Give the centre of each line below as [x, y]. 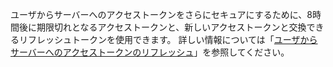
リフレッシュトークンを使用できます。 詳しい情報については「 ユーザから [168, 39]
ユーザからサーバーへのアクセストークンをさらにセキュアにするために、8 [161, 14]
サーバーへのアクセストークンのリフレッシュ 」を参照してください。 [150, 52]
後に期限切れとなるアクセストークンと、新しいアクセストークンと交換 [162, 27]
